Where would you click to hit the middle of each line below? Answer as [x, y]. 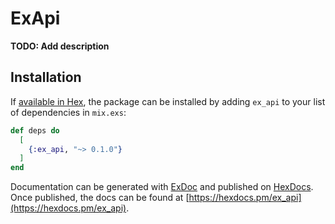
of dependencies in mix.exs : [68, 112]
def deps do [35, 130]
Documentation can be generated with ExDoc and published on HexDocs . [162, 187]
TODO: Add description [60, 46]
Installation [46, 77]
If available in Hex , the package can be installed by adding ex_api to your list [168, 101]
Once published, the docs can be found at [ [100, 198]
